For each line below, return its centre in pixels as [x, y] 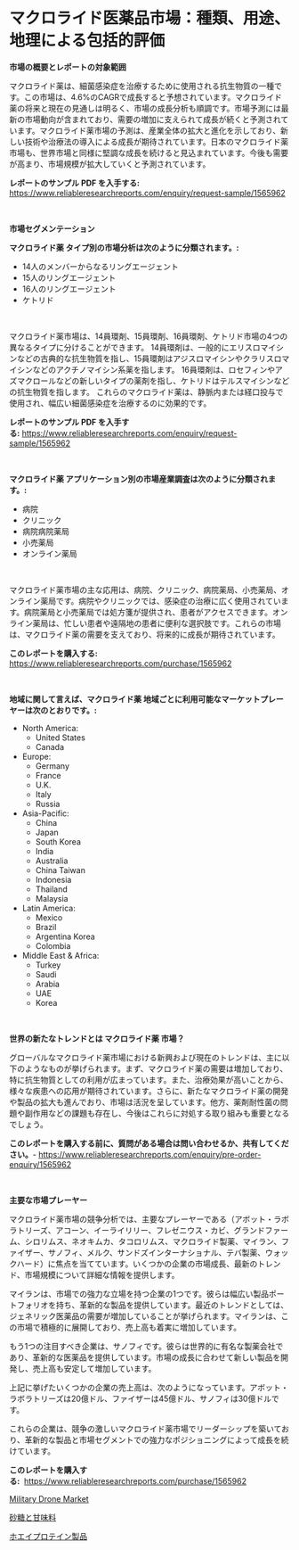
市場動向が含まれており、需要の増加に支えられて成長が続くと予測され [153, 119]
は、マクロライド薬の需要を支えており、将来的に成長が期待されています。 [145, 634]
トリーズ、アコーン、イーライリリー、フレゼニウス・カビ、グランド [141, 1230]
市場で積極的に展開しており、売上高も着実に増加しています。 [129, 1327]
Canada [50, 746]
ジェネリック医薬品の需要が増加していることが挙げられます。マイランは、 [145, 1315]
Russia [48, 804]
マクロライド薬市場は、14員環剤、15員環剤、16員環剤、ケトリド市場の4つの [149, 336]
